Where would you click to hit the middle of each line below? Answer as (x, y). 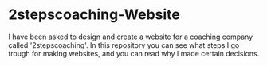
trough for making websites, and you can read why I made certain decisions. (134, 53)
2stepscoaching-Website (94, 15)
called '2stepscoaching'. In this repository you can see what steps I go (124, 45)
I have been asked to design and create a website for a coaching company (131, 37)
